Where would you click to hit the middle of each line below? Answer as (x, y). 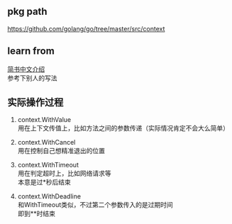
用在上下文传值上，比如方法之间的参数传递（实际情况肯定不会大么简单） (123, 128)
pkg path (27, 12)
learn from (31, 51)
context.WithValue (44, 120)
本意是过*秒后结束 (44, 182)
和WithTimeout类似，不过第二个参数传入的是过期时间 (95, 205)
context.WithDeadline (49, 196)
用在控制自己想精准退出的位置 (61, 151)
